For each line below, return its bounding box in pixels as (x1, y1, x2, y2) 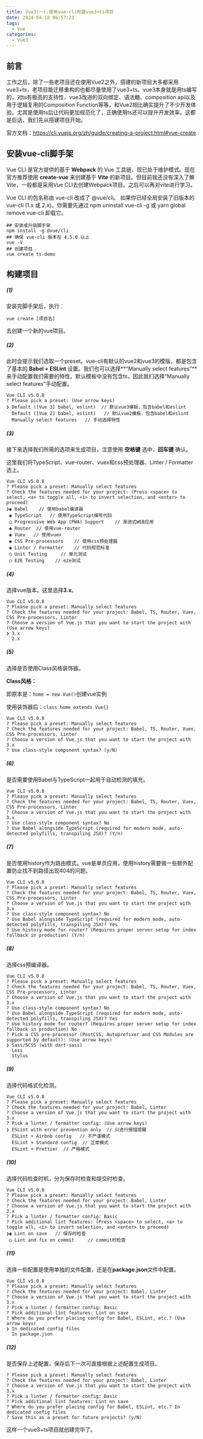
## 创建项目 (6, 246, 33, 252)
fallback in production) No (6, 1026, 78, 1032)
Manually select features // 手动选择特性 (12, 417, 121, 423)
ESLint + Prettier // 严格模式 (12, 1146, 90, 1152)
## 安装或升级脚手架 (6, 222, 51, 228)
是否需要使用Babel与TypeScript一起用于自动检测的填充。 (6, 776, 148, 783)
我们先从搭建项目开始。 (27, 116, 86, 123)
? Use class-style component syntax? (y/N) (6, 747, 118, 753)
